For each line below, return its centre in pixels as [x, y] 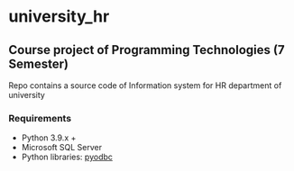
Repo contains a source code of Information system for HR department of [145, 85]
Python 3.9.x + [49, 138]
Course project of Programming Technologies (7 [147, 50]
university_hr [59, 17]
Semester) [39, 63]
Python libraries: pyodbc [67, 157]
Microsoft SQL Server [62, 148]
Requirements [40, 118]
